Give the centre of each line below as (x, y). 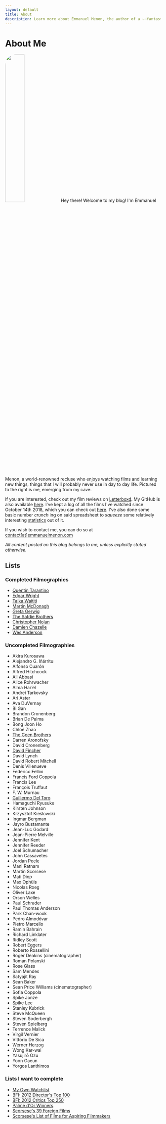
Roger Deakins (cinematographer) (47, 956)
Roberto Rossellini (31, 950)
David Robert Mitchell (34, 761)
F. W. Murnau (26, 793)
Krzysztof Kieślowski (34, 814)
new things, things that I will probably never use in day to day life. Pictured (81, 484)
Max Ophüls (24, 882)
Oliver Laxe (24, 892)
